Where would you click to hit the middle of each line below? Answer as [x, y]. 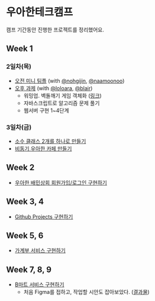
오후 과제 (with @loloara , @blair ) [54, 88]
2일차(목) [19, 67]
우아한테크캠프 [40, 12]
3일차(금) [19, 127]
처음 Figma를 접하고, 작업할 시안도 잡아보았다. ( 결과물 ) [86, 292]
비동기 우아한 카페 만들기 [43, 148]
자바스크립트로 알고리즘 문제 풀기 [62, 103]
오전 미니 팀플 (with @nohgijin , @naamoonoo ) [70, 81]
